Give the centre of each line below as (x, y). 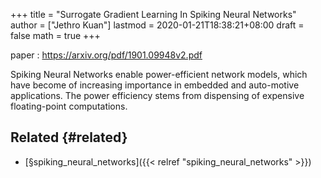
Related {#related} (69, 137)
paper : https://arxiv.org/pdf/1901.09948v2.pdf (106, 55)
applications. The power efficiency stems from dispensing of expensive (157, 95)
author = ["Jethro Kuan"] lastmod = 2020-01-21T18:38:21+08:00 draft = (157, 25)
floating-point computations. (69, 106)
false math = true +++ (55, 35)
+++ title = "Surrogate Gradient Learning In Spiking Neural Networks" (153, 14)
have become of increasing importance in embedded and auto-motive (155, 85)
